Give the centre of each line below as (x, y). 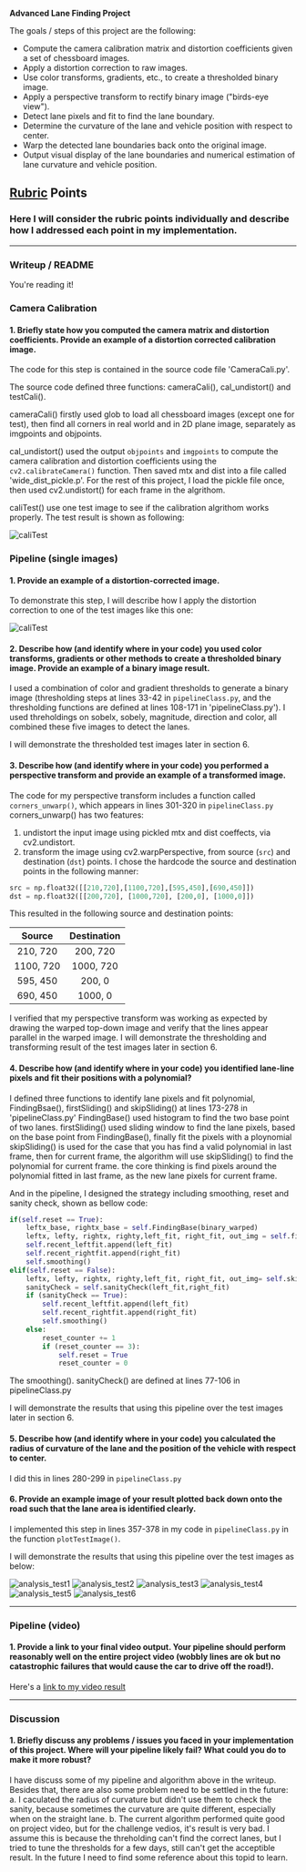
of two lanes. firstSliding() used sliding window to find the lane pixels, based (153, 1127)
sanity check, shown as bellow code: (79, 1203)
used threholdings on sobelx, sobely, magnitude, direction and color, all (143, 717)
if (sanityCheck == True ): (77, 1296)
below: (22, 1566)
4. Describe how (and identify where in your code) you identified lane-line (152, 1068)
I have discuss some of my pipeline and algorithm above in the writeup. (143, 1780)
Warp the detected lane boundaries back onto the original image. (144, 145)
